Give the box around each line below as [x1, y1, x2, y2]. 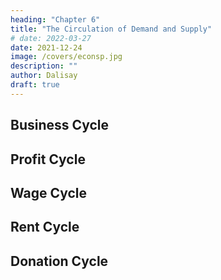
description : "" [10, 61, 78, 71]
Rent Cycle [10, 219, 80, 236]
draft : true [10, 80, 60, 90]
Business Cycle [10, 117, 109, 134]
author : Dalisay [10, 71, 78, 81]
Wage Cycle [10, 184, 88, 201]
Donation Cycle [10, 252, 109, 270]
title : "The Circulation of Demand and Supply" [10, 24, 213, 34]
